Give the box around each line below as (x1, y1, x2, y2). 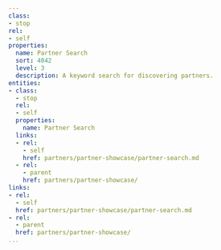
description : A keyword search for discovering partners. (15, 72, 215, 80)
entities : (8, 79, 42, 87)
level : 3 (15, 64, 45, 72)
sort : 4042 (15, 57, 52, 65)
